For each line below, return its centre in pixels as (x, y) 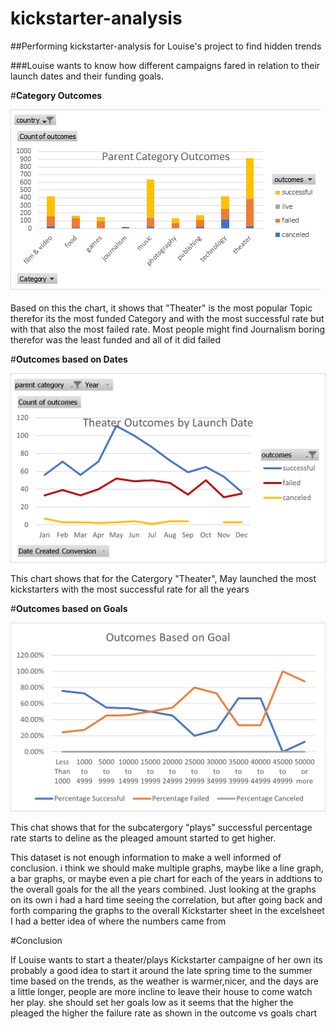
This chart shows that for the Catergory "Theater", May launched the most (163, 578)
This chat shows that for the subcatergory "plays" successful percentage (161, 828)
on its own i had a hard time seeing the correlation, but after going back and (166, 900)
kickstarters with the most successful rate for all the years (130, 589)
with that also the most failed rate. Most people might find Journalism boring (168, 329)
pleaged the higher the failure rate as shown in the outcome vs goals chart (164, 1013)
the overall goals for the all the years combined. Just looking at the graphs (163, 889)
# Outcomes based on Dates (69, 359)
